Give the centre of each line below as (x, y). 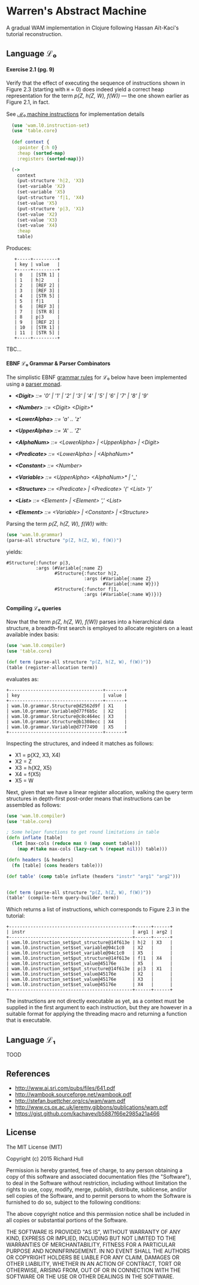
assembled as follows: (34, 805)
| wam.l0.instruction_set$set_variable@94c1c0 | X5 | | (89, 953)
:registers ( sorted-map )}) (51, 159)
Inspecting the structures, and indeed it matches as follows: (80, 743)
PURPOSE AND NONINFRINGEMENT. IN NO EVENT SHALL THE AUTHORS (98, 1251)
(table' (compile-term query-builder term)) (63, 898)
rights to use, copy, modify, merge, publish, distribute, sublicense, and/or (97, 1189)
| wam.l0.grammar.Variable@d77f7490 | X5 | (67, 727)
